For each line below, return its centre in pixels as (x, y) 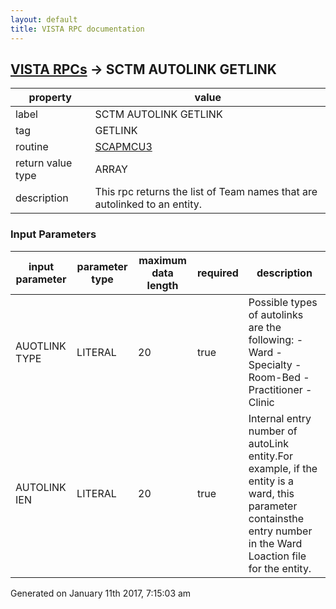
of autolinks (276, 314)
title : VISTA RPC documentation (77, 29)
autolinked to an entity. (148, 204)
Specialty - (275, 364)
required (217, 273)
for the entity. (280, 568)
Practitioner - (280, 389)
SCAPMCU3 (123, 147)
